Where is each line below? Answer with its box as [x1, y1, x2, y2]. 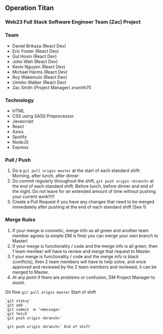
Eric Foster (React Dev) [12, 48, 59, 54]
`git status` [5, 298, 32, 303]
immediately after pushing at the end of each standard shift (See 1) [12, 204, 146, 210]
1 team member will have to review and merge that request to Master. [12, 248, 151, 254]
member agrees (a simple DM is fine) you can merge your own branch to [12, 233, 159, 239]
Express [12, 144, 29, 150]
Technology [5, 96, 34, 103]
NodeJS [12, 139, 29, 145]
